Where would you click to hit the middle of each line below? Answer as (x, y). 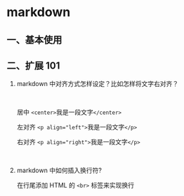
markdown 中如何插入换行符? (59, 170)
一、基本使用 (34, 40)
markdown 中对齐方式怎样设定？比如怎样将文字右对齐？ (98, 84)
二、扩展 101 (33, 65)
